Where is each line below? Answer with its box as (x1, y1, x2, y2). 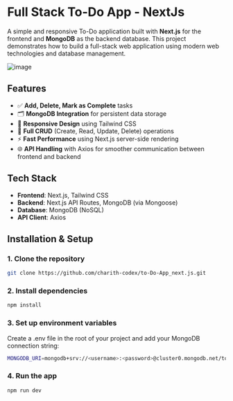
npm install (7, 302, 42, 309)
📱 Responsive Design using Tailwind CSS (17, 119, 137, 128)
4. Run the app (7, 371, 58, 381)
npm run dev (7, 386, 42, 394)
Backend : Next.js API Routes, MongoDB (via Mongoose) (17, 198, 178, 207)
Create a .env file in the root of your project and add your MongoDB (7, 334, 200, 342)
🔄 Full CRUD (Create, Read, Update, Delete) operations (17, 126, 175, 135)
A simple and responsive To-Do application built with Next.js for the (7, 27, 202, 35)
